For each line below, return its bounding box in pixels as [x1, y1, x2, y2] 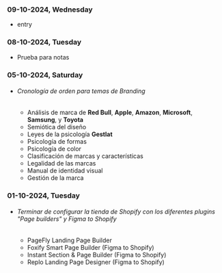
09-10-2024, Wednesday [7, 5, 94, 14]
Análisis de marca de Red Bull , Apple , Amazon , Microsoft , [27, 108, 193, 116]
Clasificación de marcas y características [27, 152, 143, 160]
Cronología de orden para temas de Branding [16, 87, 145, 95]
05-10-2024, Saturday [7, 70, 83, 79]
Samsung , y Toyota [27, 115, 84, 124]
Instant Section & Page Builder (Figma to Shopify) [27, 250, 167, 259]
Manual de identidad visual [27, 166, 104, 174]
